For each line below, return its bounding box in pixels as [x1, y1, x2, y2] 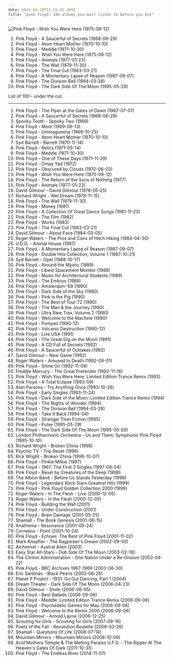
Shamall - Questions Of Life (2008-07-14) [15, 629, 101, 635]
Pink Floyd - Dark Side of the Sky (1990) [15, 288, 98, 294]
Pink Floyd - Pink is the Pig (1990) [15, 293, 85, 299]
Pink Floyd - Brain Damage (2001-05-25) [15, 512, 99, 518]
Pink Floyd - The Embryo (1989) [15, 277, 81, 283]
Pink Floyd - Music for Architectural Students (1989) [15, 272, 123, 278]
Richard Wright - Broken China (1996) [15, 443, 93, 449]
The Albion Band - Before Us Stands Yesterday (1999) [15, 474, 126, 481]
